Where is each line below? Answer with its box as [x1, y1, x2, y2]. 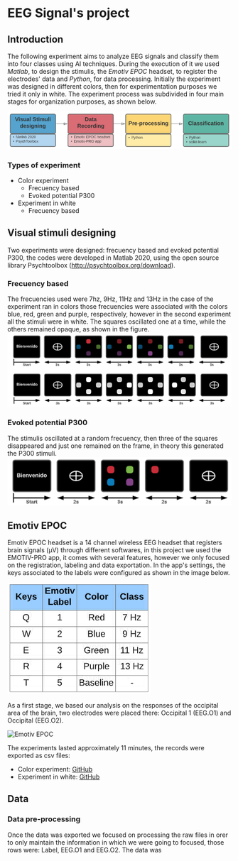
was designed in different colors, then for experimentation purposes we [7, 82, 217, 90]
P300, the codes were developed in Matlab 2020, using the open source [7, 253, 220, 262]
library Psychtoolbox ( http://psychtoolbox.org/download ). [7, 261, 175, 269]
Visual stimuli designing [7, 227, 117, 239]
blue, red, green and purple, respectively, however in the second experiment [7, 310, 232, 319]
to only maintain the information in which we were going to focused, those [7, 838, 225, 846]
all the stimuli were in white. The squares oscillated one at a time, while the [7, 317, 226, 326]
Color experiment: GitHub [17, 765, 93, 774]
